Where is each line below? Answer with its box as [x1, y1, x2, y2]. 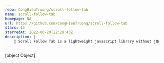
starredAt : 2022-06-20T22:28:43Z [5, 30, 73, 35]
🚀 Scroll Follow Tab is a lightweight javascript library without [14, 39, 152, 44]
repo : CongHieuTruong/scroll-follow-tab [5, 7, 89, 12]
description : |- [5, 35, 38, 40]
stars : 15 [5, 25, 25, 30]
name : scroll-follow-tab [5, 12, 56, 17]
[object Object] [5, 52, 36, 58]
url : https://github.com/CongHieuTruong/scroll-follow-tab [5, 21, 128, 26]
